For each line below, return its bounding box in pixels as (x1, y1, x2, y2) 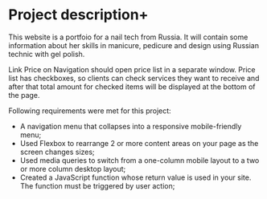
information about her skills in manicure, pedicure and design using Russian (8, 40, 260, 50)
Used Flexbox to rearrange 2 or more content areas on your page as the (19, 138, 259, 148)
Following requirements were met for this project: (8, 106, 171, 116)
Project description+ (8, 6, 149, 24)
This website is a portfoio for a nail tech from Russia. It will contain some (8, 32, 249, 42)
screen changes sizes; (19, 147, 95, 156)
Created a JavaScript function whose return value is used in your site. (19, 173, 252, 182)
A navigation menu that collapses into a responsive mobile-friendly (19, 121, 242, 131)
